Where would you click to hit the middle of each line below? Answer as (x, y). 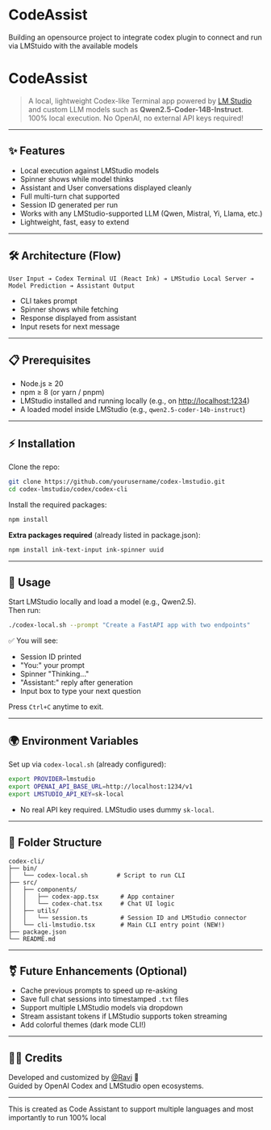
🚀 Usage (29, 583)
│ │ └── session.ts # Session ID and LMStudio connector (128, 918)
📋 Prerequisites (50, 360)
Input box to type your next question (80, 691)
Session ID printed (51, 657)
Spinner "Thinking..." (54, 674)
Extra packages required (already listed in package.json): (104, 535)
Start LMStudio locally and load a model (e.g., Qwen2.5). (102, 602)
